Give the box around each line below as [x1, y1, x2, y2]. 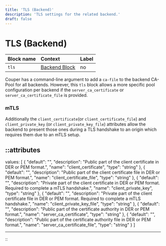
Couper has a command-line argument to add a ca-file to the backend [5, 77, 150, 82]
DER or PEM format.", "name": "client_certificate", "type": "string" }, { [5, 164, 146, 170]
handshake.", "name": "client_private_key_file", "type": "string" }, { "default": [5, 201, 160, 207]
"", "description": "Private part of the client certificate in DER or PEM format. [5, 180, 160, 186]
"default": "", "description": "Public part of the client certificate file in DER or [5, 169, 160, 175]
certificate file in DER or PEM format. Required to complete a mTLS [5, 196, 141, 202]
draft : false [5, 16, 32, 21]
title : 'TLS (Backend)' [5, 7, 54, 12]
